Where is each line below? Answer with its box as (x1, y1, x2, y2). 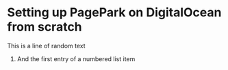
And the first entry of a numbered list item (16, 54, 136, 63)
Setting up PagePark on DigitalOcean (7, 5, 222, 20)
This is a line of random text (7, 41, 86, 50)
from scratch (7, 19, 82, 35)
